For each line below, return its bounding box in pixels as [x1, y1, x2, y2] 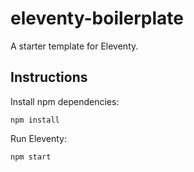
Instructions [10, 69, 88, 86]
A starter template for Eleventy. [10, 40, 139, 52]
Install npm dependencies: [10, 95, 120, 107]
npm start [10, 152, 52, 162]
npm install [10, 115, 60, 125]
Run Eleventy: [10, 132, 67, 144]
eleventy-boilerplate [10, 7, 184, 30]
